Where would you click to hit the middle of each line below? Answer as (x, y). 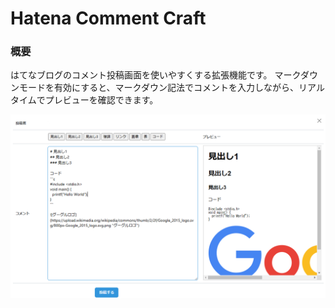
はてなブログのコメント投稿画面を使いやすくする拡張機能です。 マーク (155, 75)
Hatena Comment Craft (108, 18)
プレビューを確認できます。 (101, 100)
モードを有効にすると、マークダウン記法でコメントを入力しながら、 (159, 88)
